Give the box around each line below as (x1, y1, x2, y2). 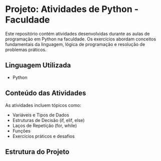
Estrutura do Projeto (5, 147, 70, 156)
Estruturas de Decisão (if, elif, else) (12, 117, 85, 123)
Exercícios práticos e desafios (12, 133, 75, 139)
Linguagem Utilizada (5, 61, 71, 69)
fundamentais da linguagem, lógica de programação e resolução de (5, 41, 145, 47)
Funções (12, 127, 31, 133)
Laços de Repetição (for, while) (12, 122, 77, 128)
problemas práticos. (5, 46, 47, 52)
